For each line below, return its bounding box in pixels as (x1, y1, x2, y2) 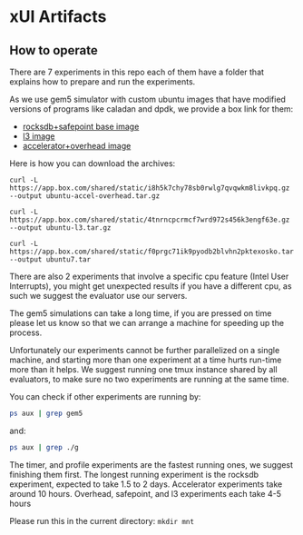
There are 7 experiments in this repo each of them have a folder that (9, 66, 265, 77)
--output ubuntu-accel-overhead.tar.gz (9, 192, 161, 201)
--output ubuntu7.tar (9, 255, 92, 264)
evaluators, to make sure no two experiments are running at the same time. (9, 374, 289, 384)
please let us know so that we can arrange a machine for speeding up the (9, 318, 284, 328)
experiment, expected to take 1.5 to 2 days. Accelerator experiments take (9, 479, 283, 490)
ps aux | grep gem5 (9, 409, 83, 418)
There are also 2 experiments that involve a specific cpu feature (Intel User (9, 271, 289, 282)
